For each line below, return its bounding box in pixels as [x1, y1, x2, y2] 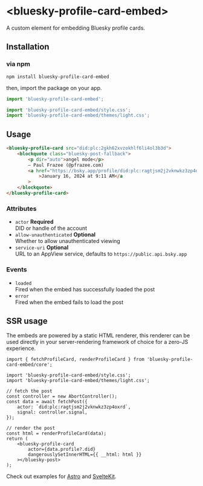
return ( [6, 436, 28, 442]
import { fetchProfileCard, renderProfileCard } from [6, 357, 145, 363]
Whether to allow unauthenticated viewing [14, 238, 121, 245]
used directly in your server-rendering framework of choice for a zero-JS [6, 339, 188, 346]
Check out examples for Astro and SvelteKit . [6, 473, 117, 480]
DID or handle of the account [14, 225, 88, 232]
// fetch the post [6, 388, 53, 394]
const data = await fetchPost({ [6, 399, 88, 405]
